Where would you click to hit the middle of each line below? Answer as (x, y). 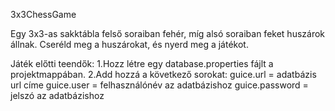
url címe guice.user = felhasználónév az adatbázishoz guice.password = (159, 85)
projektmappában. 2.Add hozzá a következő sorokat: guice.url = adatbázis (163, 74)
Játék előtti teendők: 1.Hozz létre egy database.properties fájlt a (142, 63)
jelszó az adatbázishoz (57, 95)
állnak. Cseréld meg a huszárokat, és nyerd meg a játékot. (129, 44)
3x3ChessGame (43, 14)
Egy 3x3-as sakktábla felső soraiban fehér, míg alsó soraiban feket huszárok (168, 33)
